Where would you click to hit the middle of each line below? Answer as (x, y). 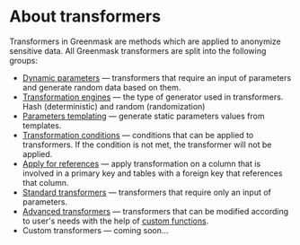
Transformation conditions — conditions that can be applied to (138, 135)
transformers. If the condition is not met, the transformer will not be (147, 144)
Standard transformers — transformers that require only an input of (147, 192)
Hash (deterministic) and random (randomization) (114, 106)
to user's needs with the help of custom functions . (115, 221)
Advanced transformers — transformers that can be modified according (155, 211)
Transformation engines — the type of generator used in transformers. (153, 97)
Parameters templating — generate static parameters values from (143, 116)
